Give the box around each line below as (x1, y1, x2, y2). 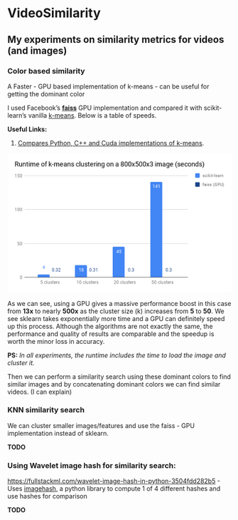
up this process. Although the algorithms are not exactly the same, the (7, 322, 213, 330)
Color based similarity (7, 66, 85, 76)
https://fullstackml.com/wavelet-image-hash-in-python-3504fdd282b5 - (7, 476, 220, 486)
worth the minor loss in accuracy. (7, 337, 105, 345)
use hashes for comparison (7, 492, 87, 501)
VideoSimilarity (7, 5, 101, 21)
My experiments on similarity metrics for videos (7, 34, 225, 46)
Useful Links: (7, 125, 48, 133)
